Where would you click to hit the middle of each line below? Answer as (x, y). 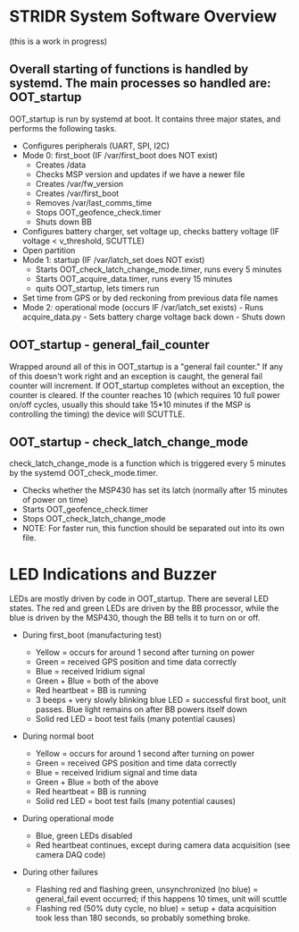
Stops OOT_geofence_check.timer (98, 212)
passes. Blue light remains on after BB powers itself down (141, 709)
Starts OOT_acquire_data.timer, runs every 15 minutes (134, 278)
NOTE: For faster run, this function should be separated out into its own (154, 529)
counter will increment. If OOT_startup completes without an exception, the (147, 386)
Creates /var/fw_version (79, 183)
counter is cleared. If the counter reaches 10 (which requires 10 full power (145, 394)
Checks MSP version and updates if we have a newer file (140, 174)
